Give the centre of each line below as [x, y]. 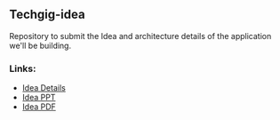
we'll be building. [40, 45]
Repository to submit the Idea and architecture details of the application [140, 36]
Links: [23, 68]
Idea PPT [39, 98]
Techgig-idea [48, 15]
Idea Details [44, 88]
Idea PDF [39, 107]
